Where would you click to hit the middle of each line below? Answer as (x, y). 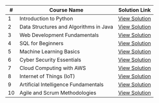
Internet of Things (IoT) (47, 76)
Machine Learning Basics (50, 52)
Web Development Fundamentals (59, 35)
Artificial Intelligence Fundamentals (62, 84)
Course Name (66, 10)
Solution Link (135, 10)
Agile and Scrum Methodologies (58, 93)
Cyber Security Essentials (50, 60)
